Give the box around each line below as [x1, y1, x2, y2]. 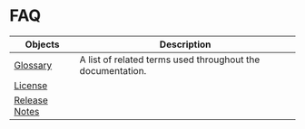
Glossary [14, 59, 53, 71]
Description [159, 38, 212, 51]
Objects [25, 38, 60, 51]
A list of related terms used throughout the [79, 53, 261, 66]
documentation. [79, 64, 147, 77]
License [14, 78, 48, 91]
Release [14, 94, 48, 106]
